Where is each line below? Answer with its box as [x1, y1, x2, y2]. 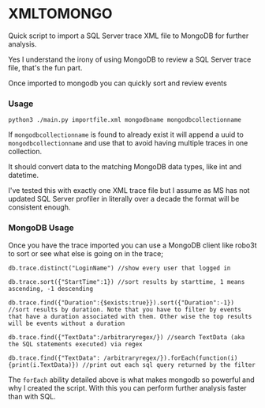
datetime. [8, 171, 39, 180]
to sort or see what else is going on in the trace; [8, 248, 164, 258]
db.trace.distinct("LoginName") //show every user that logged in [8, 264, 231, 272]
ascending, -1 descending [8, 285, 93, 293]
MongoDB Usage [8, 222, 75, 233]
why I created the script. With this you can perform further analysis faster [8, 383, 247, 392]
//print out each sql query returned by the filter [82, 361, 256, 368]
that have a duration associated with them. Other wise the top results [8, 312, 252, 320]
